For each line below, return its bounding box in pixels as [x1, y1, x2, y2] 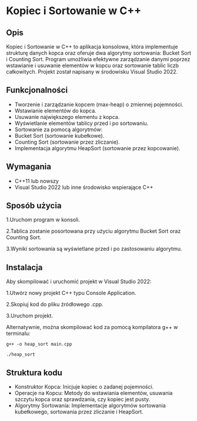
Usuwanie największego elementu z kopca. [14, 113, 120, 120]
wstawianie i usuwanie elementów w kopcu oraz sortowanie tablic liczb [6, 62, 179, 69]
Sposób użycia [6, 201, 62, 211]
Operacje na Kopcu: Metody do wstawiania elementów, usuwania [14, 390, 173, 397]
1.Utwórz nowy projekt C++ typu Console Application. [6, 290, 136, 297]
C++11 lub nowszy [14, 177, 59, 184]
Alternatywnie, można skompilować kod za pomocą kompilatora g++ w [6, 324, 178, 331]
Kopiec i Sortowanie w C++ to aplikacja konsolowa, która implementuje [6, 43, 178, 50]
